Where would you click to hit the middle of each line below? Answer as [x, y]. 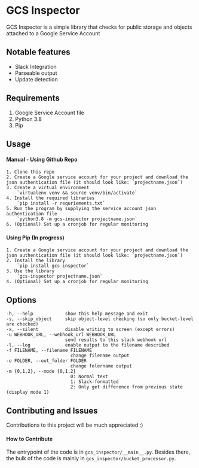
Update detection [36, 79]
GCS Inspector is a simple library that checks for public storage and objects [99, 27]
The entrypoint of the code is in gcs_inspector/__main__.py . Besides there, [98, 452]
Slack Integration [36, 66]
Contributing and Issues [52, 411]
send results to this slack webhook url [116, 340]
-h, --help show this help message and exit [77, 314]
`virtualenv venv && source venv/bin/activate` [77, 193]
